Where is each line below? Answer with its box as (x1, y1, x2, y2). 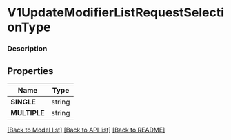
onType (7, 19, 51, 35)
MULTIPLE (10, 108, 45, 117)
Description (7, 44, 48, 54)
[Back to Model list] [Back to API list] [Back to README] (7, 126, 165, 134)
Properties (7, 65, 54, 77)
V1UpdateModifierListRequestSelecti (7, 5, 225, 21)
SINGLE (10, 97, 36, 106)
